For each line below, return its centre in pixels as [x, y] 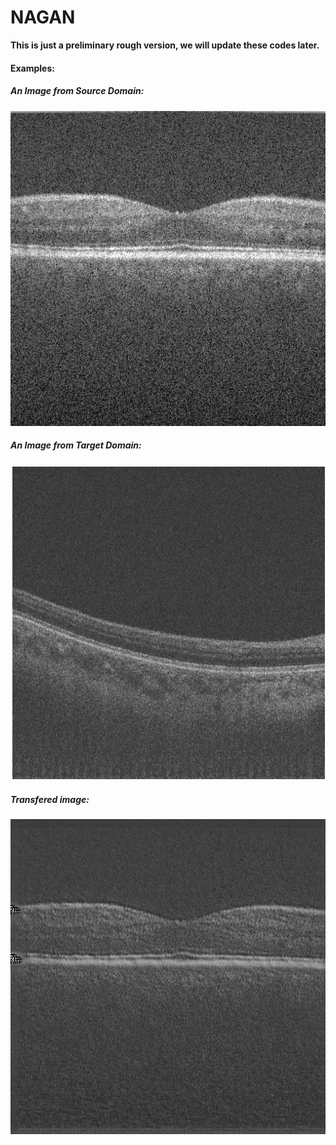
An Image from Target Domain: [76, 445]
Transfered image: [50, 800]
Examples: [32, 68]
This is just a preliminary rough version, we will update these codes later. [165, 45]
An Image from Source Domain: [77, 91]
